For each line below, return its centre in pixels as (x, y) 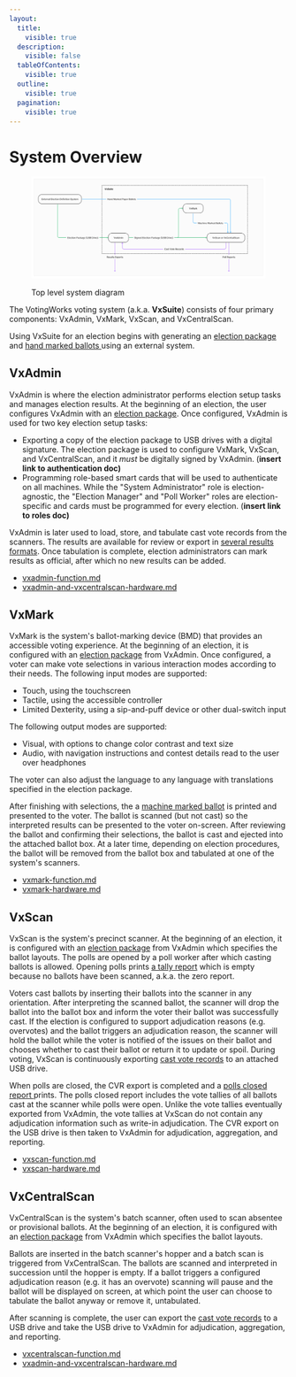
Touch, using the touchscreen (76, 691)
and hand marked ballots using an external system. (102, 345)
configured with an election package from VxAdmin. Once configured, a (140, 655)
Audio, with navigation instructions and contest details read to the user (151, 753)
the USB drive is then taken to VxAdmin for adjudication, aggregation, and (144, 1133)
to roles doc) (46, 515)
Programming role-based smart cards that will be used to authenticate (150, 477)
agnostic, (39, 496)
